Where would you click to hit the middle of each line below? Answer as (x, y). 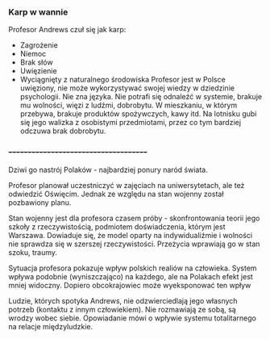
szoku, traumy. (33, 252)
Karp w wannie (38, 12)
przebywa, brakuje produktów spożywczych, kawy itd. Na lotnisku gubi (138, 114)
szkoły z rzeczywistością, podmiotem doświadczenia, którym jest (117, 226)
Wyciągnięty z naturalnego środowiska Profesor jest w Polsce (123, 80)
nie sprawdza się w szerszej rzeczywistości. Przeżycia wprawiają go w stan (134, 244)
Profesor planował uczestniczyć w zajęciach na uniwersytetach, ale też (127, 185)
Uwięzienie (39, 71)
